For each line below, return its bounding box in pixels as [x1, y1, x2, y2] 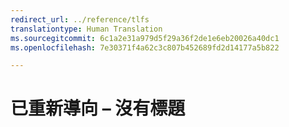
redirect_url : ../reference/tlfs [10, 14, 150, 25]
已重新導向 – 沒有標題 [10, 97, 186, 120]
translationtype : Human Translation [10, 24, 163, 34]
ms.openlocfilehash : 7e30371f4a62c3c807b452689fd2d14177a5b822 [10, 42, 280, 53]
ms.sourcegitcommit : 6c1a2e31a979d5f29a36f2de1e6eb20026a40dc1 [10, 33, 280, 43]
